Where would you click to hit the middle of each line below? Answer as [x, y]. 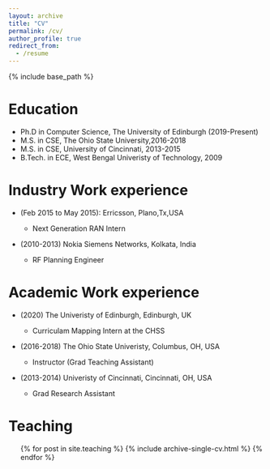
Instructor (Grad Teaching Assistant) [93, 362]
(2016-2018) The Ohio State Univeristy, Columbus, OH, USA [120, 346]
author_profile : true [45, 38]
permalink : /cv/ [36, 31]
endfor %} [37, 457]
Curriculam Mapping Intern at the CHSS [99, 330]
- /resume [32, 53]
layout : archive [36, 16]
